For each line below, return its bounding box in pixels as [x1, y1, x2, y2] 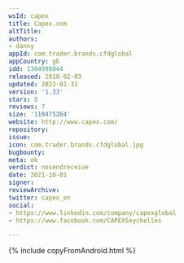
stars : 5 [8, 95, 38, 103]
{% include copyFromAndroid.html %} [8, 246, 136, 256]
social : [8, 201, 35, 209]
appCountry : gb [8, 58, 60, 66]
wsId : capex [8, 11, 49, 20]
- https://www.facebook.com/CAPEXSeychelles [8, 217, 162, 225]
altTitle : [8, 27, 42, 35]
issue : [8, 133, 31, 141]
